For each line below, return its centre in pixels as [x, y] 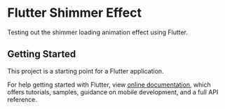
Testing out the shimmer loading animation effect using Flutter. [97, 32]
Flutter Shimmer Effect [75, 13]
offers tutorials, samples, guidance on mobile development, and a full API [113, 92]
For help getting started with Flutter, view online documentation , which [109, 85]
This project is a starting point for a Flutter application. [86, 71]
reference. [22, 99]
